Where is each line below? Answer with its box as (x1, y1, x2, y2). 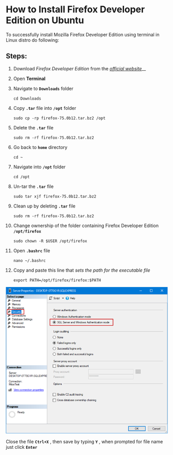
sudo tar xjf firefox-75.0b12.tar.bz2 (13, 194, 97, 199)
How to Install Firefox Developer (6, 4, 145, 15)
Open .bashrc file (13, 248, 50, 254)
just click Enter (6, 444, 37, 450)
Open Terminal (13, 75, 46, 82)
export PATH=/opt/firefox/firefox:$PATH (13, 277, 101, 283)
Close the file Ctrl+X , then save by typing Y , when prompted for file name (6, 439, 163, 445)
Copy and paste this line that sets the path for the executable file (13, 267, 150, 273)
